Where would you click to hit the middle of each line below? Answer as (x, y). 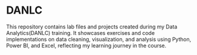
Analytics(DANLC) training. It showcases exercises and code (80, 33)
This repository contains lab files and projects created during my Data (92, 27)
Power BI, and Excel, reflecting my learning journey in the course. (86, 46)
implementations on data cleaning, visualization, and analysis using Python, (99, 39)
